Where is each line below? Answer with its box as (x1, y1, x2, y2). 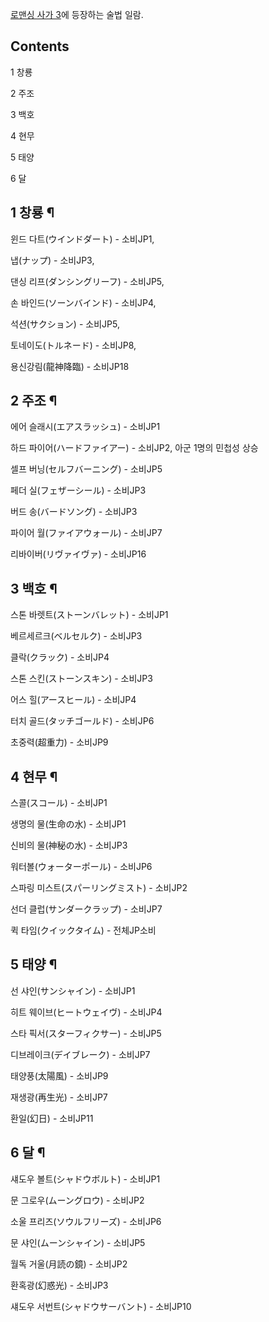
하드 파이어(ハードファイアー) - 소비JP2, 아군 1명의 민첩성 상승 (10, 442, 259, 454)
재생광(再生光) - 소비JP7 (10, 1091, 108, 1103)
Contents (10, 38, 70, 55)
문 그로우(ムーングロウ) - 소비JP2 (10, 1194, 145, 1206)
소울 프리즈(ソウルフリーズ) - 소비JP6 (10, 1215, 162, 1227)
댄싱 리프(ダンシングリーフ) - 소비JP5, (10, 275, 165, 287)
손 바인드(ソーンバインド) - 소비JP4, (10, 296, 157, 308)
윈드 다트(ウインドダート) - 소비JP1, (10, 233, 155, 245)
